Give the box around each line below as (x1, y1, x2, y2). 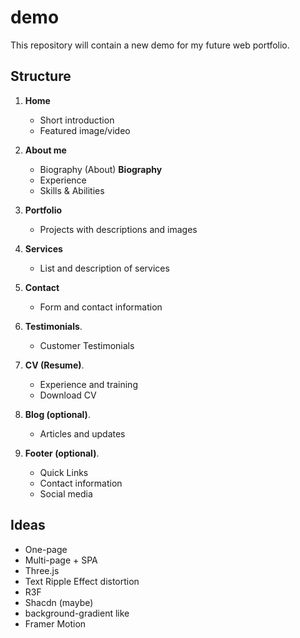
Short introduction (39, 114, 115, 126)
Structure (10, 68, 72, 85)
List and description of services (39, 262, 170, 274)
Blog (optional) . (24, 408, 91, 420)
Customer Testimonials (39, 339, 135, 351)
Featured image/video (39, 124, 131, 136)
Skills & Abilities (39, 184, 105, 196)
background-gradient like (24, 607, 130, 619)
